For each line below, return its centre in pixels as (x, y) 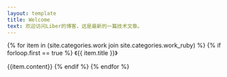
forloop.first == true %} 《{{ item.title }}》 (63, 53)
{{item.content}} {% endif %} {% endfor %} (68, 67)
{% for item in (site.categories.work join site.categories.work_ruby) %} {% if (114, 46)
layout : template (32, 13)
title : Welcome (29, 20)
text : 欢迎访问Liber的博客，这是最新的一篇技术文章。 (75, 26)
